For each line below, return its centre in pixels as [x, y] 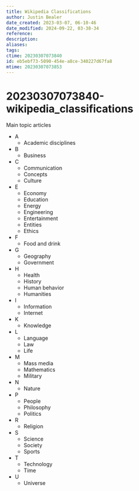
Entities [33, 225]
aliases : [17, 45]
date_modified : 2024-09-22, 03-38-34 [53, 28]
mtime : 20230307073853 [34, 67]
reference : [20, 34]
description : [22, 39]
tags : [13, 50]
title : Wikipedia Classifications [49, 12]
